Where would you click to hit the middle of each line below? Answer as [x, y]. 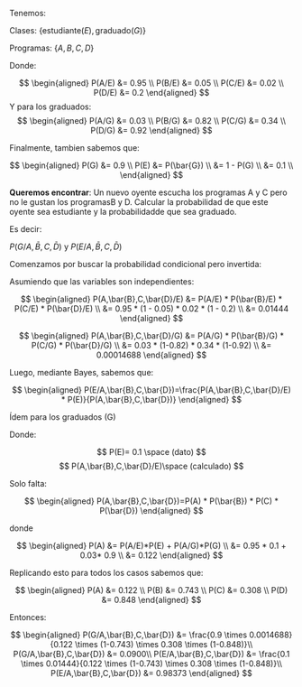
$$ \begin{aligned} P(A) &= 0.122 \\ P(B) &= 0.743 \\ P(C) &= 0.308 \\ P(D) [151, 590]
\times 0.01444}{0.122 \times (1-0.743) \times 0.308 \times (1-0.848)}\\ [151, 664]
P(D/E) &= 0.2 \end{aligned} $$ [151, 93]
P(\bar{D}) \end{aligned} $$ [151, 511]
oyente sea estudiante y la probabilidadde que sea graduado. [123, 212]
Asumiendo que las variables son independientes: [102, 282]
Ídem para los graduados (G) [63, 417]
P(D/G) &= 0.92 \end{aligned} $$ [151, 130]
